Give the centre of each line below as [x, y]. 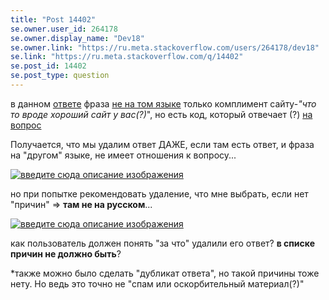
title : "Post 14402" [53, 19]
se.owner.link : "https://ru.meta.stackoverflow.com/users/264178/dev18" [165, 47]
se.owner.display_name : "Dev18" [77, 38]
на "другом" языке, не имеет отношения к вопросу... [123, 155]
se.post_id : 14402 [48, 66]
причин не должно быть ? [66, 253]
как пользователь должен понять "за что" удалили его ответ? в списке [163, 243]
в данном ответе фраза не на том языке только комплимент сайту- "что [163, 103]
